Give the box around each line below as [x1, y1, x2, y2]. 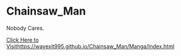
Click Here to [6, 36, 39, 43]
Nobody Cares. [6, 24, 44, 32]
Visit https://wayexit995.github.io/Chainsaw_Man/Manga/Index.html [6, 43, 175, 50]
